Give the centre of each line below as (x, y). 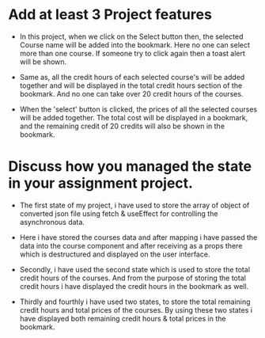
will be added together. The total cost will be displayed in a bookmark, (134, 117)
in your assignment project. (101, 183)
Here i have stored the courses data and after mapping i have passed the (138, 237)
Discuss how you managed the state (130, 167)
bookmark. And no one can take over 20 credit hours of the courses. (131, 93)
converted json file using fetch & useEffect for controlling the (119, 213)
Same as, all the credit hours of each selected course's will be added (132, 77)
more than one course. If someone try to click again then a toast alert (132, 53)
